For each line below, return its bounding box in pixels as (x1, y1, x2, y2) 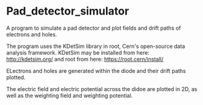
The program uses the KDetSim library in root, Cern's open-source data (6, 42, 185, 50)
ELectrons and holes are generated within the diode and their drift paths (6, 67, 186, 74)
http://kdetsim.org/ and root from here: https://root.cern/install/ (6, 55, 164, 63)
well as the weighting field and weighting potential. (6, 92, 133, 99)
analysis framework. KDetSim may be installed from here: (6, 49, 150, 56)
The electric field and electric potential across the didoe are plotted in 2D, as (6, 85, 198, 92)
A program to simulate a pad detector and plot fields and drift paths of (6, 24, 181, 32)
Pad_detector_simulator (6, 4, 129, 18)
